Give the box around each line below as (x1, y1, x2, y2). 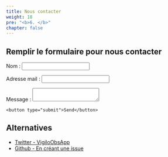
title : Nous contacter (6, 8, 61, 15)
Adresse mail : (6, 76, 41, 83)
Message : (6, 96, 32, 103)
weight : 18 (6, 14, 33, 20)
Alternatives (6, 123, 53, 133)
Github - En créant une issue (14, 145, 84, 152)
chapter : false (6, 25, 43, 31)
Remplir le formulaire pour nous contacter (6, 46, 162, 56)
